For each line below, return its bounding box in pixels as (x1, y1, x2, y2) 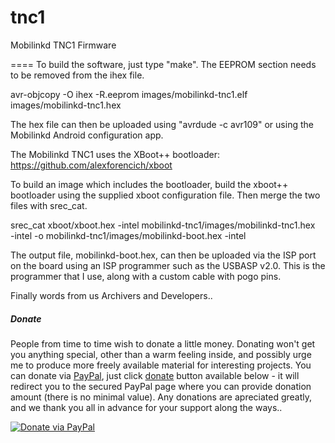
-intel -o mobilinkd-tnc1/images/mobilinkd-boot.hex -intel (10, 229, 247, 241)
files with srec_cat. (10, 199, 88, 211)
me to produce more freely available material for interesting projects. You (10, 359, 312, 371)
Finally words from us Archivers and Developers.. (10, 289, 213, 301)
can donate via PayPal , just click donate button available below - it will (10, 369, 300, 381)
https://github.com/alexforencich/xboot (10, 159, 173, 171)
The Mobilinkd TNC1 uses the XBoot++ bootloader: (10, 148, 220, 160)
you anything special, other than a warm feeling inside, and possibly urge (10, 348, 312, 360)
